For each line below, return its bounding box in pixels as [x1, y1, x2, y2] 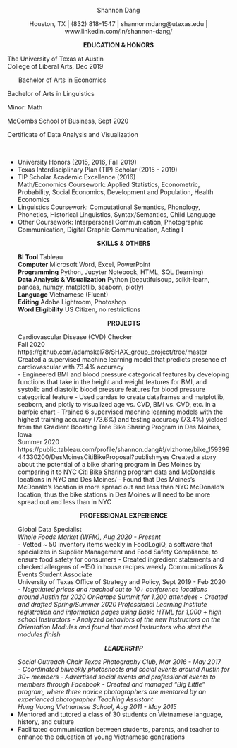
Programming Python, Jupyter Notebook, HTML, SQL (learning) [17, 268, 204, 276]
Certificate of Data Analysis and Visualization [7, 131, 139, 138]
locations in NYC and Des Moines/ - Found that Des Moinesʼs [17, 475, 195, 483]
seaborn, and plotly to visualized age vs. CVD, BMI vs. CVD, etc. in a [17, 400, 217, 408]
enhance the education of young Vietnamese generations [17, 732, 186, 741]
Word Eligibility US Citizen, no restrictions [17, 305, 141, 314]
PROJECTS [107, 319, 141, 327]
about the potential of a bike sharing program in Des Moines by [17, 461, 201, 468]
